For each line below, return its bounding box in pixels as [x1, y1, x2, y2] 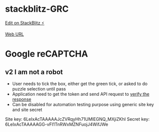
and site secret [12, 107, 43, 112]
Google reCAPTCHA [5, 48, 88, 60]
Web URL [5, 31, 24, 37]
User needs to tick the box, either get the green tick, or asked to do [12, 81, 148, 87]
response [12, 96, 32, 102]
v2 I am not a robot [5, 67, 63, 76]
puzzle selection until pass [12, 86, 66, 91]
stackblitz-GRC [5, 3, 69, 15]
